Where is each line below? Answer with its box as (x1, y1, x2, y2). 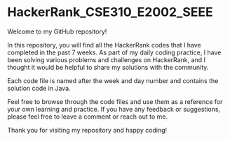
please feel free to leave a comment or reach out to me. (7, 112, 168, 121)
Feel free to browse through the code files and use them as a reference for (7, 97, 223, 105)
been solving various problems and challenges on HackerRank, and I (7, 55, 205, 64)
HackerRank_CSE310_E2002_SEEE (7, 4, 213, 20)
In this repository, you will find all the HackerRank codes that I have (7, 40, 201, 49)
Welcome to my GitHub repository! (7, 27, 107, 36)
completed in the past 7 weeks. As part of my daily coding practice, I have (7, 48, 222, 57)
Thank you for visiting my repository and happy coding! (7, 126, 168, 134)
